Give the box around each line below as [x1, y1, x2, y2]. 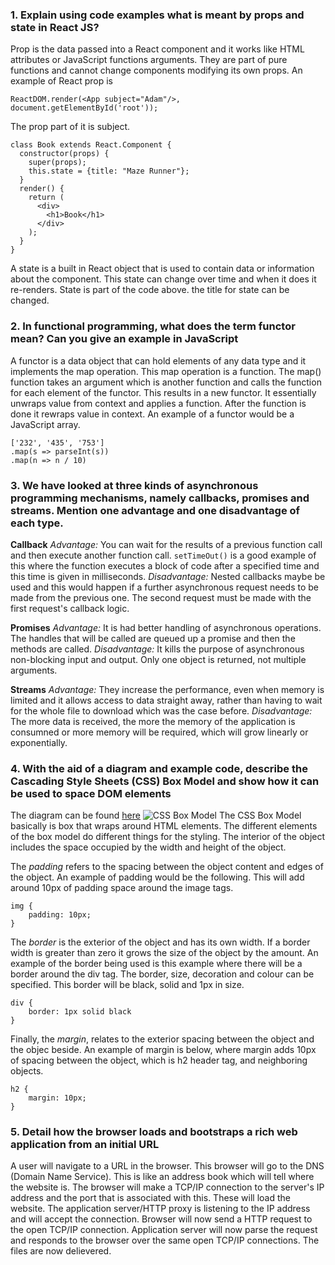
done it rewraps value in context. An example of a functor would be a [10, 408, 295, 420]
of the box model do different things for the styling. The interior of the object [10, 831, 326, 843]
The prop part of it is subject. [10, 121, 131, 133]
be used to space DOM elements [10, 786, 172, 800]
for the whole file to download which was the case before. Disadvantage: [10, 704, 313, 717]
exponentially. [10, 736, 68, 748]
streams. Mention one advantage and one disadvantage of [10, 503, 301, 517]
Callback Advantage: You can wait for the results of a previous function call [10, 538, 323, 550]
